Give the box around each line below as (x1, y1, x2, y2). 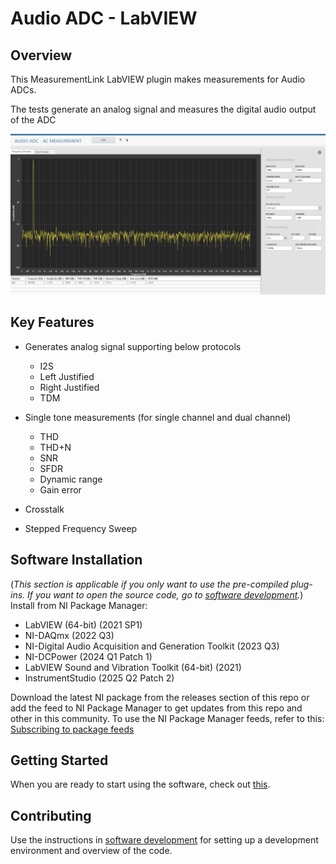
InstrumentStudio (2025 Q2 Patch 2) (24, 672, 175, 684)
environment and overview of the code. (10, 845, 173, 857)
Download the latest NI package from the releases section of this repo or (10, 691, 310, 703)
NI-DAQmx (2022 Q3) (24, 629, 115, 641)
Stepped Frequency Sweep (24, 522, 138, 534)
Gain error (39, 483, 82, 496)
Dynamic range (39, 473, 103, 485)
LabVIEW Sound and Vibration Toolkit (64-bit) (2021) (24, 661, 242, 673)
